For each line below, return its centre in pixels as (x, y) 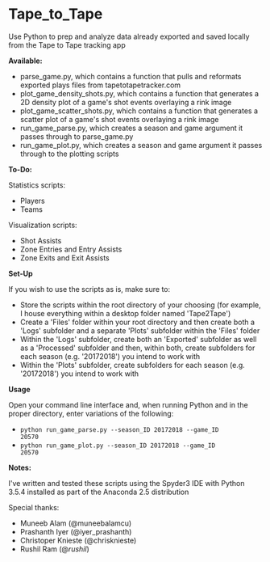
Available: (25, 61)
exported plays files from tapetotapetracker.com (100, 85)
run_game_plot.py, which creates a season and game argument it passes (141, 145)
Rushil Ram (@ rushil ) (55, 549)
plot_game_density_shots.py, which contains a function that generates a (139, 93)
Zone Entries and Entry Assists (71, 249)
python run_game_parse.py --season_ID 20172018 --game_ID (119, 429)
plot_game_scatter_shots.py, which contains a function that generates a (139, 111)
